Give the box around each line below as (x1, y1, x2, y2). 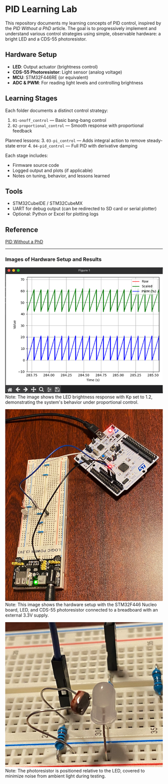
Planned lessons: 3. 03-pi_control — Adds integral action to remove (5, 137, 146, 143)
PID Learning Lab (5, 3, 77, 15)
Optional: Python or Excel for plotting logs (12, 211, 99, 217)
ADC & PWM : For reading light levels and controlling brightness (12, 79, 143, 85)
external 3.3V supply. (5, 612, 49, 618)
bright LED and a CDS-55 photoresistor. (5, 36, 87, 42)
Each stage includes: (5, 152, 48, 158)
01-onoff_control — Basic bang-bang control (12, 117, 106, 123)
